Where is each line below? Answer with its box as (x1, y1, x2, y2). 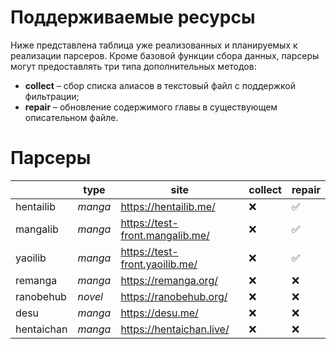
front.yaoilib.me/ (120, 257, 198, 271)
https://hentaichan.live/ (120, 322, 230, 336)
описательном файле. (24, 111, 119, 123)
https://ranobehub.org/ (120, 289, 228, 303)
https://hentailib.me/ (120, 199, 216, 213)
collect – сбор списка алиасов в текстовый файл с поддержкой (24, 79, 297, 91)
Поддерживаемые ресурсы (10, 6, 256, 29)
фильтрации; (24, 90, 80, 102)
